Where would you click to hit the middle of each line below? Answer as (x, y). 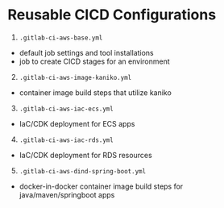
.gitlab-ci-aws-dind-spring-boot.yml (83, 171)
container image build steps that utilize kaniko (95, 92)
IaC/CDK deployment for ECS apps (77, 123)
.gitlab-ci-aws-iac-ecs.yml (66, 109)
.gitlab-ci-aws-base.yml (61, 38)
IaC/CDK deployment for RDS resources (85, 155)
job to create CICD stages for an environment (94, 61)
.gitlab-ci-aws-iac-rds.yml (66, 140)
